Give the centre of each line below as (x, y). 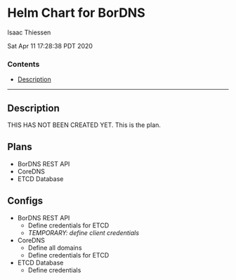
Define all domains (55, 248)
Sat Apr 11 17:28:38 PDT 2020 (50, 46)
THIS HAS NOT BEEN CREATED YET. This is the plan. (84, 125)
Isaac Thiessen (29, 32)
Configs (25, 201)
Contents (24, 64)
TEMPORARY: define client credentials (83, 232)
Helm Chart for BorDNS (76, 13)
